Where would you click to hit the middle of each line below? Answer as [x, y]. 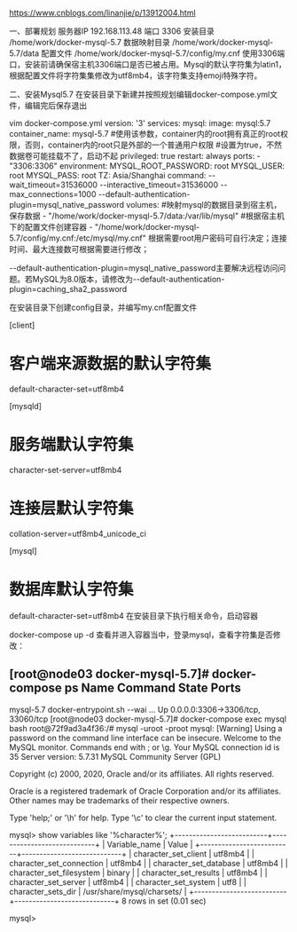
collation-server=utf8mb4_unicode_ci [78, 533]
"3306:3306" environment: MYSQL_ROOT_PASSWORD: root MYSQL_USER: [147, 166]
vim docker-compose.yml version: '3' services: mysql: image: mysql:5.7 [140, 123]
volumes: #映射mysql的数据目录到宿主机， [204, 205]
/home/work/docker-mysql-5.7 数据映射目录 [90, 42]
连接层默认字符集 [72, 509]
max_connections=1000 [53, 194]
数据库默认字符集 [72, 589]
